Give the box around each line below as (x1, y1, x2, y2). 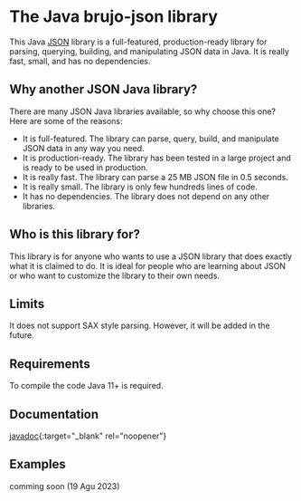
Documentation (9, 406, 99, 422)
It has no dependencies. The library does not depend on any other (22, 190, 270, 201)
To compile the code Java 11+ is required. (9, 381, 165, 391)
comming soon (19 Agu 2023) (9, 480, 120, 491)
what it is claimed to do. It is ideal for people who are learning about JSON (9, 260, 287, 271)
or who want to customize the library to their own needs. (9, 270, 220, 281)
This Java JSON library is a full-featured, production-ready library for (9, 36, 268, 47)
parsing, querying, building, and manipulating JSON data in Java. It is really (9, 45, 289, 56)
